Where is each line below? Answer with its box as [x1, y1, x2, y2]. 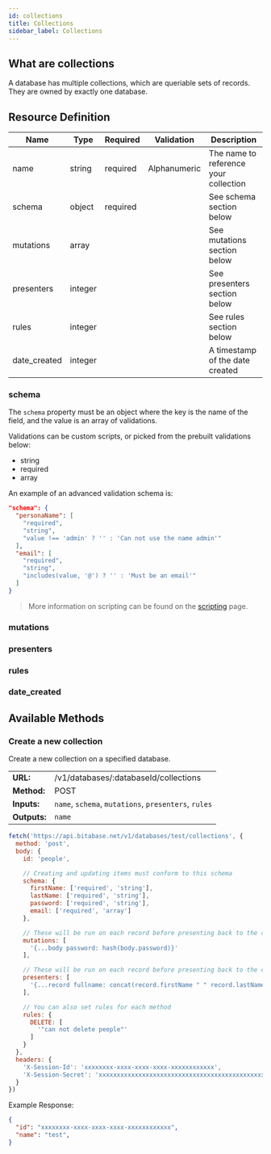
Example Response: [8, 1100, 74, 1110]
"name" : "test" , [15, 1131, 70, 1139]
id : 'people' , [23, 854, 70, 862]
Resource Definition [8, 110, 110, 124]
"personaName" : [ [15, 512, 74, 520]
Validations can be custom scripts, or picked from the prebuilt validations [8, 431, 252, 441]
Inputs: [12, 799, 40, 810]
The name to [208, 148, 256, 158]
